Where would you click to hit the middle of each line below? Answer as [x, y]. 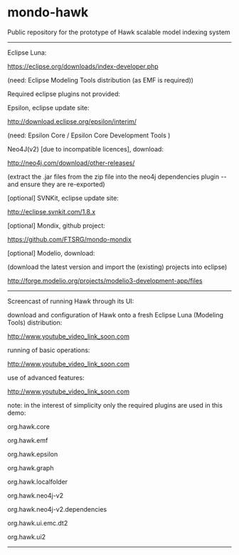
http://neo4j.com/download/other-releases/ [71, 163]
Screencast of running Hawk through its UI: [71, 301]
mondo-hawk [48, 12]
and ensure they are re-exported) [56, 184]
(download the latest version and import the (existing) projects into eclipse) [117, 267]
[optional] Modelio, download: [51, 253]
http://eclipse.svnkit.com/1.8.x [52, 211]
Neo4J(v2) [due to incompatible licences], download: [85, 149]
